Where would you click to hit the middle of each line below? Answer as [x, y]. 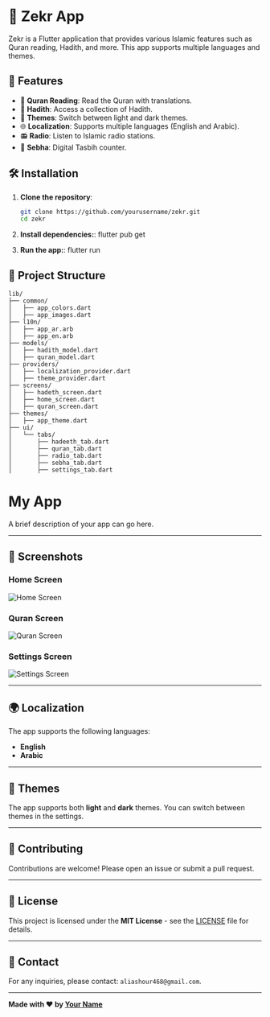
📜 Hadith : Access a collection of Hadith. [86, 109]
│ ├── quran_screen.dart [53, 407]
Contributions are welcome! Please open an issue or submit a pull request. [131, 868]
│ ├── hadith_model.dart [53, 350]
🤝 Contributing [46, 849]
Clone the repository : [56, 197]
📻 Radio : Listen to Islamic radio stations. [88, 135]
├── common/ [28, 301]
